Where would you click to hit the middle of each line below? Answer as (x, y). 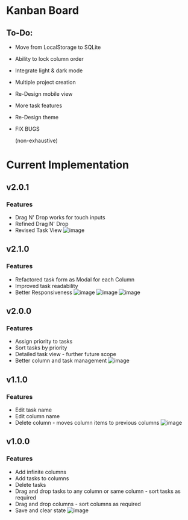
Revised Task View (38, 230)
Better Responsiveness (43, 292)
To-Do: (20, 33)
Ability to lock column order (49, 59)
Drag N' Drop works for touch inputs (60, 217)
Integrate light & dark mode (49, 70)
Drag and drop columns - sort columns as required (78, 504)
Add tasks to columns (42, 478)
